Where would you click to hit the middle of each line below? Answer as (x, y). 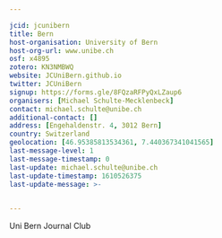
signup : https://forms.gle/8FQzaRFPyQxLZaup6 (95, 92)
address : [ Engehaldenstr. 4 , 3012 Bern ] (86, 126)
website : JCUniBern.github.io (66, 76)
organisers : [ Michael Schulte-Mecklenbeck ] (92, 101)
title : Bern (31, 34)
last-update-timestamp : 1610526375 (76, 176)
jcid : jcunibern (39, 25)
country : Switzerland (50, 134)
